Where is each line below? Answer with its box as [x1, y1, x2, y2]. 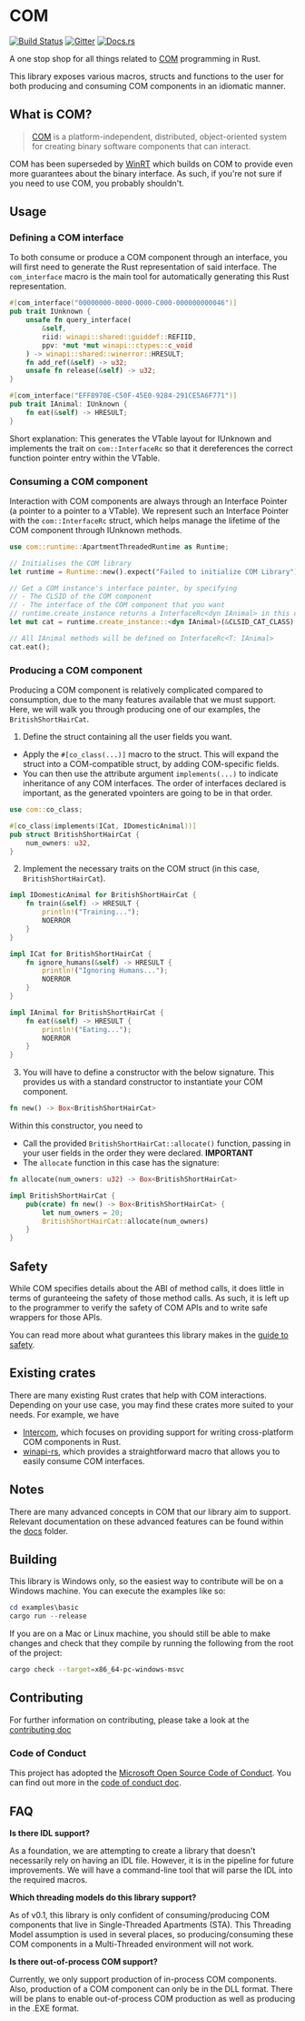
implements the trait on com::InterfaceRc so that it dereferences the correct [9, 442, 293, 453]
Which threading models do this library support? [9, 1892, 197, 1903]
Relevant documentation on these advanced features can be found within [9, 1516, 284, 1527]
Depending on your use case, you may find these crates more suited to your [9, 1399, 294, 1410]
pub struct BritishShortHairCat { [9, 830, 141, 839]
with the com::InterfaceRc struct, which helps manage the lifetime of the [9, 515, 280, 526]
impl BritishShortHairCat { [9, 1191, 116, 1200]
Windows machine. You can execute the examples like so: [9, 1585, 226, 1597]
